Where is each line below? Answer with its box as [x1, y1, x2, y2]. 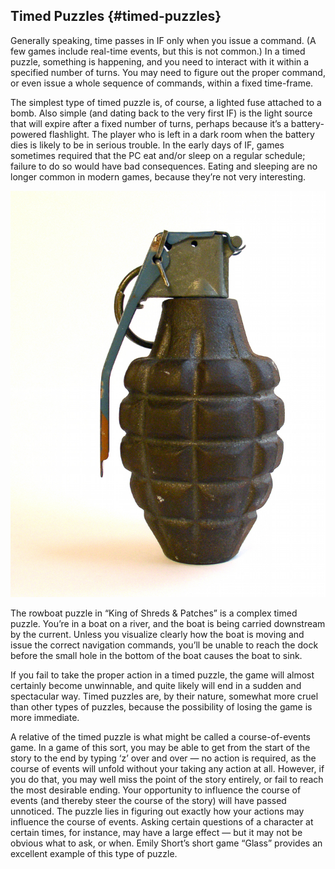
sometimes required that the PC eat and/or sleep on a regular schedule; [10, 149, 306, 161]
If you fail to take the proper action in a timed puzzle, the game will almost [10, 669, 315, 681]
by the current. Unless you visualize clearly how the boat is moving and [10, 629, 305, 641]
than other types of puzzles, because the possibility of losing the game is [10, 701, 313, 713]
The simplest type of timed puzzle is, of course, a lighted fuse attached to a [10, 96, 322, 108]
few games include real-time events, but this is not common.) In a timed [10, 45, 306, 57]
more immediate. [10, 712, 80, 724]
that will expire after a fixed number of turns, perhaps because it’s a [10, 117, 289, 129]
